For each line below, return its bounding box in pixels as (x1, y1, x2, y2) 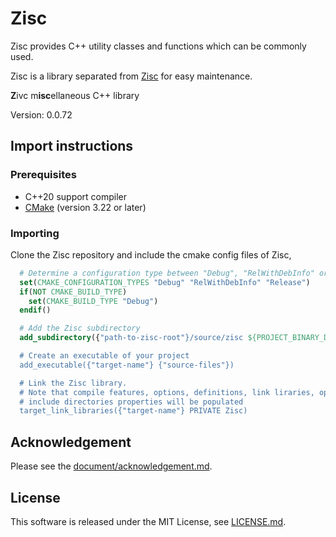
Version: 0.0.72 (10, 108, 73, 121)
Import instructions (10, 138, 134, 155)
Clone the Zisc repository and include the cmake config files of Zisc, (10, 248, 292, 261)
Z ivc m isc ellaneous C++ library (10, 89, 140, 101)
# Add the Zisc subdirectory (19, 323, 141, 334)
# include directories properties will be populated (19, 397, 244, 407)
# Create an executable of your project (19, 351, 190, 361)
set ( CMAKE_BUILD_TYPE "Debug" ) (28, 296, 159, 306)
